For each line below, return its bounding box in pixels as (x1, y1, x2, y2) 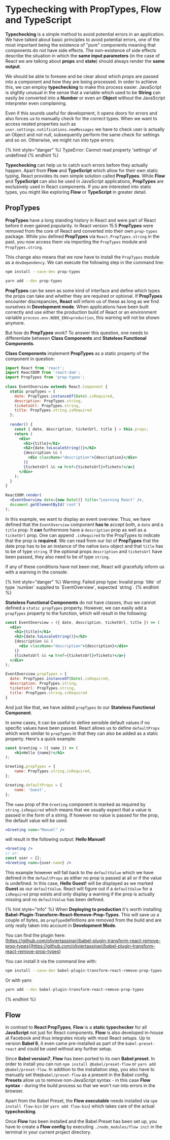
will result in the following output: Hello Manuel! (5, 836, 106, 842)
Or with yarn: (5, 977, 33, 983)
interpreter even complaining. (5, 100, 67, 106)
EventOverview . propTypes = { (5, 671, 67, 676)
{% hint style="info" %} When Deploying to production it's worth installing (5, 906, 162, 912)
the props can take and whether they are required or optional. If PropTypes (5, 293, 162, 299)
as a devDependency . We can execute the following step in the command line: (5, 259, 164, 265)
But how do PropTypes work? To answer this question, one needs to (5, 330, 149, 336)
